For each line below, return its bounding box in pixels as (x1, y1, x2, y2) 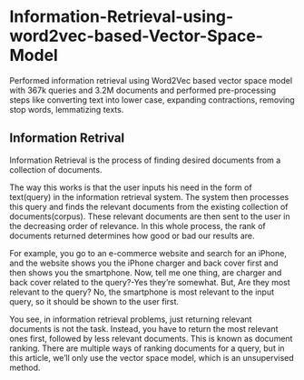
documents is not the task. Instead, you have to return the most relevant (9, 323, 279, 334)
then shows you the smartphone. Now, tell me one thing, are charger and (9, 266, 282, 278)
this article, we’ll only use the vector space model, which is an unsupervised (9, 352, 295, 363)
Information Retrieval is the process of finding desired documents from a (9, 155, 281, 165)
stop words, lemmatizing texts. (9, 104, 124, 115)
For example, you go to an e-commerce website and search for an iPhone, (9, 247, 288, 258)
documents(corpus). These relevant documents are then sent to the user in (9, 211, 290, 222)
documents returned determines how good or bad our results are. (9, 230, 256, 241)
